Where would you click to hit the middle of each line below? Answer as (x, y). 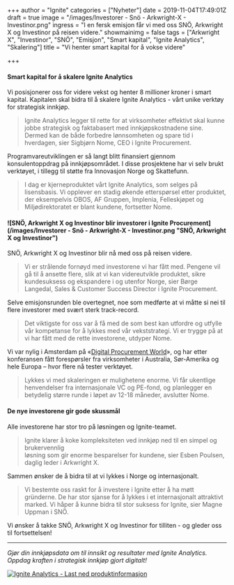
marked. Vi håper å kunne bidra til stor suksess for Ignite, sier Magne (123, 504)
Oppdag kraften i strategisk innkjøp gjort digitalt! (77, 560)
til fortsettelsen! (30, 533)
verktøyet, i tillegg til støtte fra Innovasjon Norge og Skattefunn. (98, 171)
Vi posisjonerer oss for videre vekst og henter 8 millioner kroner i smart (109, 92)
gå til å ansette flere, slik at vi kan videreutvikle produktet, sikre (115, 274)
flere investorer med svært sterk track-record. (73, 310)
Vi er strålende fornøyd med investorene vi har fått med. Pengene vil (122, 267)
